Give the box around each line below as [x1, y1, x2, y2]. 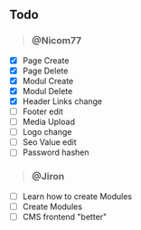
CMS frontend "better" [22, 211, 108, 222]
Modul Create [22, 75, 74, 86]
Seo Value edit [22, 137, 77, 148]
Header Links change [22, 95, 103, 107]
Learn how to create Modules [22, 190, 133, 202]
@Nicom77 [31, 34, 82, 47]
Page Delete [22, 65, 69, 76]
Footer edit [22, 106, 63, 117]
